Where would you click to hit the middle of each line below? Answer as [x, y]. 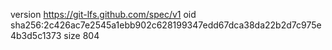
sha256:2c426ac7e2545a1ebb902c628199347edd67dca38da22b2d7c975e [166, 25]
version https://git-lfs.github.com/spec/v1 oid [103, 14]
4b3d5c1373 [36, 35]
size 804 [81, 35]
